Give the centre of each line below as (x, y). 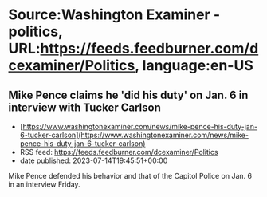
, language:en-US (194, 66)
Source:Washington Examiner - (114, 15)
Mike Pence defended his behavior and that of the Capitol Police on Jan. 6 (130, 176)
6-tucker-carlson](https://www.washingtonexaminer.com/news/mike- (134, 135)
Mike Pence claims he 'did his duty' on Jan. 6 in (128, 95)
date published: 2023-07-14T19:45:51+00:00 (94, 160)
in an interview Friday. (45, 184)
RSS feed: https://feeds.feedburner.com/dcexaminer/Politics (119, 152)
